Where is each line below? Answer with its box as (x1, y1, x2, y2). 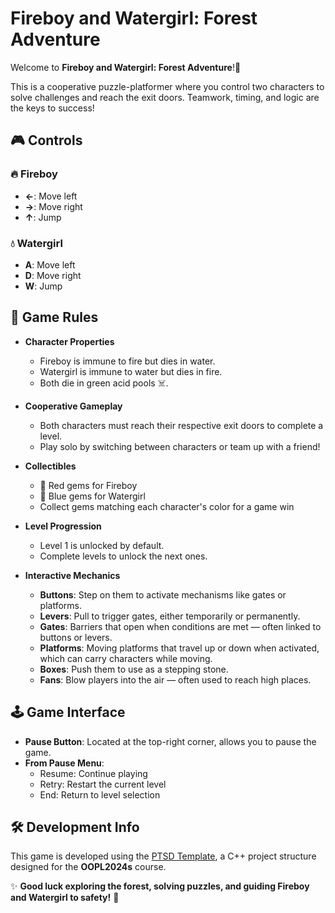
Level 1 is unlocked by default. (39, 539, 165, 551)
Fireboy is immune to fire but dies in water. (39, 355, 216, 367)
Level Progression (24, 520, 102, 532)
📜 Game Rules (10, 309, 99, 326)
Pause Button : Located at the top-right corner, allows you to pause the (24, 735, 317, 747)
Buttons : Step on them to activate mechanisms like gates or (39, 588, 287, 601)
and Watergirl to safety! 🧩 (10, 892, 120, 904)
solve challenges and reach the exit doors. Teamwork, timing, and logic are (10, 91, 320, 103)
